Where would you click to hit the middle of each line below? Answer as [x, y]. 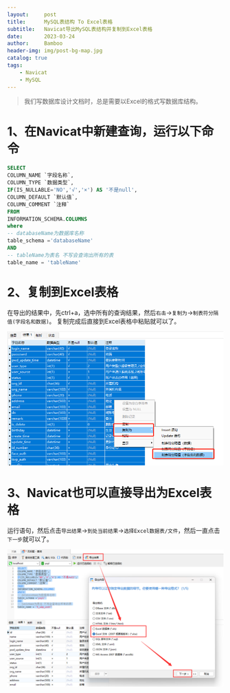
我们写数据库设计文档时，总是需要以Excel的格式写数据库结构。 [113, 101]
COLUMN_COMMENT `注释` [38, 204]
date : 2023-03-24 [41, 36]
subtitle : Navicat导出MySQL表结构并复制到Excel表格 [80, 29]
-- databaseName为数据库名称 [46, 234]
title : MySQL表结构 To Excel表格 [60, 22]
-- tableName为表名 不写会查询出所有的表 [60, 255]
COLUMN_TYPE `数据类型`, [41, 183]
